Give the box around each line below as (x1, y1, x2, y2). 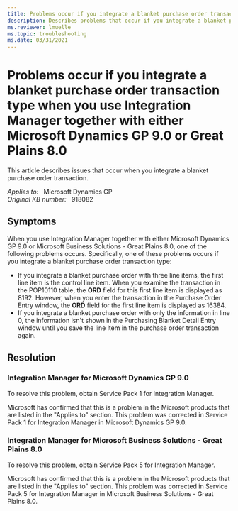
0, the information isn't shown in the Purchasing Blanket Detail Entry (17, 316, 216, 324)
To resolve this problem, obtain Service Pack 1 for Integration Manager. (7, 389, 215, 397)
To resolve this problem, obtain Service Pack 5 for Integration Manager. (7, 461, 216, 469)
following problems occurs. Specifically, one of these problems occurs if (7, 249, 219, 258)
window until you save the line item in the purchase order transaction (17, 324, 220, 332)
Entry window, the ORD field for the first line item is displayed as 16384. (17, 301, 227, 309)
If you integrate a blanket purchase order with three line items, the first (17, 270, 224, 279)
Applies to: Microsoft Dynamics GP (7, 187, 113, 196)
